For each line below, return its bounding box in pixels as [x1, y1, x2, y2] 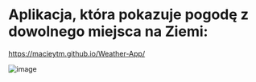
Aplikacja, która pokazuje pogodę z [8, 6, 250, 24]
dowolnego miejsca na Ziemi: [8, 22, 209, 41]
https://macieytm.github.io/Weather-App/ [8, 49, 146, 58]
